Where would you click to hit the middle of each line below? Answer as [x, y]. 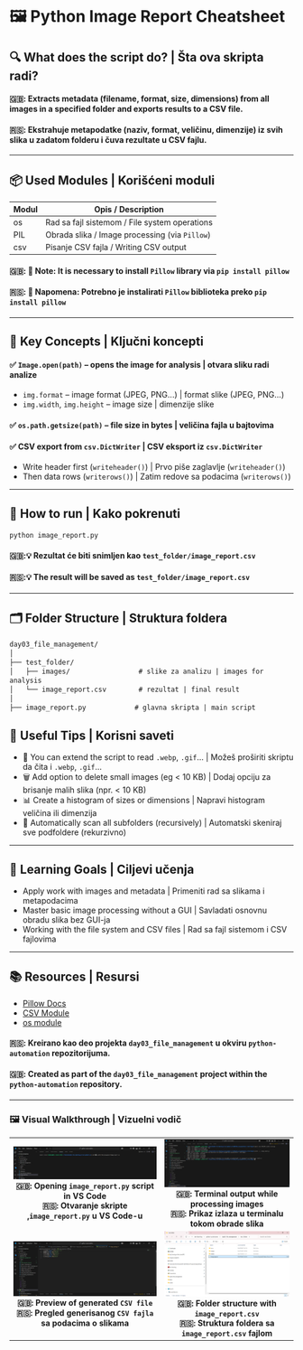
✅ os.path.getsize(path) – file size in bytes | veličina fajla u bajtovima [142, 425]
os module [42, 1022]
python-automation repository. [66, 1084]
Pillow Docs [44, 1003]
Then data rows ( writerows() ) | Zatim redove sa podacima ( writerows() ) [156, 477]
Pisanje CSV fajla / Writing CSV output [115, 248]
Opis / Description [129, 209]
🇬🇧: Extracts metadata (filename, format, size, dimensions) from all [139, 98]
